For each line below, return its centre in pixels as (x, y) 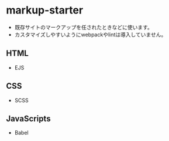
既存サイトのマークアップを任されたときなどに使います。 (84, 27)
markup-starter (45, 10)
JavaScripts (28, 118)
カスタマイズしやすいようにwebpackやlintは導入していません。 (90, 34)
